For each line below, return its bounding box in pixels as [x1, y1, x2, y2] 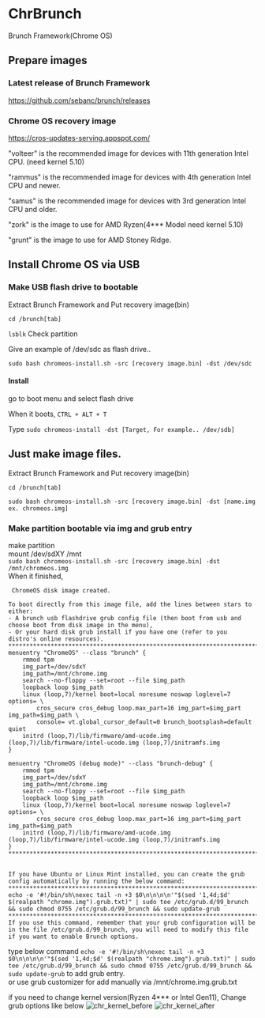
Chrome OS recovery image [8, 115, 117, 127]
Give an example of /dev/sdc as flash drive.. [8, 344, 151, 354]
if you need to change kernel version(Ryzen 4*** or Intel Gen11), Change [8, 992, 247, 1001]
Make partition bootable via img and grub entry [8, 523, 192, 534]
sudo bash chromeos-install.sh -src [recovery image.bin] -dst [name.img [8, 498, 256, 505]
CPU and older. [8, 204, 58, 214]
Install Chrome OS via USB [8, 258, 140, 271]
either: [8, 607, 34, 615]
